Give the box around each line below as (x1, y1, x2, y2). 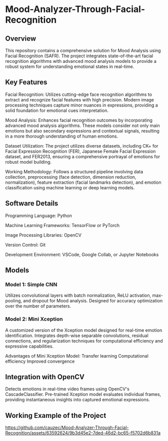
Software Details (5, 199, 59, 208)
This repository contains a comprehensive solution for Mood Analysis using (5, 48, 161, 53)
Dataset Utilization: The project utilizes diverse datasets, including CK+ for (5, 143, 159, 149)
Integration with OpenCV (5, 373, 85, 381)
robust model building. (5, 159, 52, 165)
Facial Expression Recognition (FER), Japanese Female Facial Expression (5, 148, 156, 154)
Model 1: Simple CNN (5, 281, 58, 288)
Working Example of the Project (5, 411, 106, 420)
